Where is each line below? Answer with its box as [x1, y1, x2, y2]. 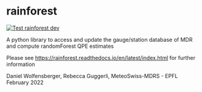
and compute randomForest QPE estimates [6, 42, 114, 50]
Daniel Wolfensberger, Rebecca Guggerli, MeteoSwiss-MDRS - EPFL [6, 72, 178, 79]
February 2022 [6, 79, 44, 86]
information [6, 61, 35, 68]
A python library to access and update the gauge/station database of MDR [6, 36, 193, 43]
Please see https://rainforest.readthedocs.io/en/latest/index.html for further [6, 54, 196, 61]
